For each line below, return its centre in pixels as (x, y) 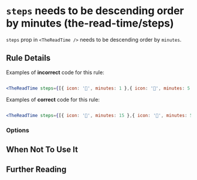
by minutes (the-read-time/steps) (90, 23)
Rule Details (28, 58)
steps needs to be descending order (95, 11)
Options (18, 131)
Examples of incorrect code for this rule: (55, 72)
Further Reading (36, 170)
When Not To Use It (42, 149)
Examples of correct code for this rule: (53, 99)
